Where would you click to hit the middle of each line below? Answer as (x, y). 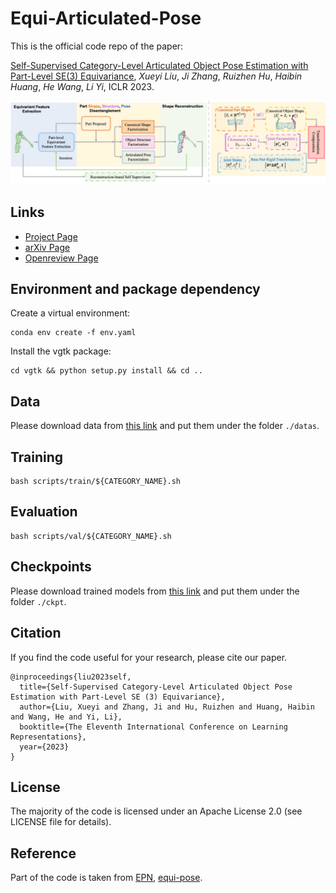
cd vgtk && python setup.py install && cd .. (106, 371)
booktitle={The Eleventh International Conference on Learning (153, 727)
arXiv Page (47, 247)
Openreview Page (61, 258)
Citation (36, 633)
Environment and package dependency (135, 289)
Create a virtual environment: (70, 313)
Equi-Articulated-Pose (106, 18)
